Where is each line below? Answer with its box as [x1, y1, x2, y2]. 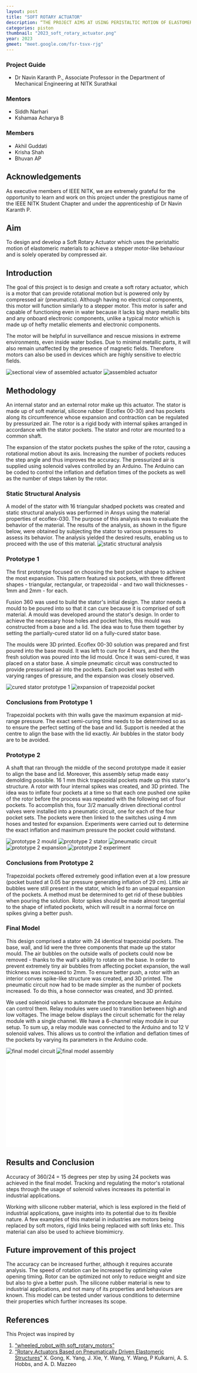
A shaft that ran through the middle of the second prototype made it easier [6, 764, 186, 771]
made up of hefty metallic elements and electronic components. [6, 321, 161, 328]
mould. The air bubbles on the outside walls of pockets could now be [6, 950, 173, 957]
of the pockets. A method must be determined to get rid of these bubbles [6, 891, 183, 898]
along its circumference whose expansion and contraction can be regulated [6, 414, 189, 421]
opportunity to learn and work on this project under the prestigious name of [6, 194, 189, 201]
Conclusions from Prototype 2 [6, 859, 94, 867]
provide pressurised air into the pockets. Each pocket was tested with [6, 666, 175, 673]
